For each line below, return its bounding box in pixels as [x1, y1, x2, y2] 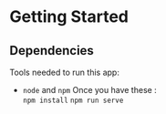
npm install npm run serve [22, 96, 124, 105]
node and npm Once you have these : [22, 85, 157, 95]
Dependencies [9, 43, 94, 58]
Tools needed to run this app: [9, 67, 120, 78]
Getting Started [9, 6, 130, 27]
